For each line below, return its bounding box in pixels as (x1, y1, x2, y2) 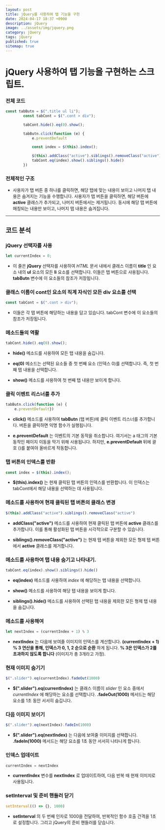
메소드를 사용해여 (5, 617, 44, 624)
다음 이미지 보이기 (5, 711, 46, 718)
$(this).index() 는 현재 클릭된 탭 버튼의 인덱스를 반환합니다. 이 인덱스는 (12, 479, 150, 485)
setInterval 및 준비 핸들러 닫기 (5, 792, 74, 799)
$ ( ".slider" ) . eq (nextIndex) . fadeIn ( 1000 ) (5, 722, 92, 727)
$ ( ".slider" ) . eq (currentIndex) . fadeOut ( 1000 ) (5, 676, 100, 681)
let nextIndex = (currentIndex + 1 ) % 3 (5, 629, 90, 634)
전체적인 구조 (5, 175, 35, 182)
